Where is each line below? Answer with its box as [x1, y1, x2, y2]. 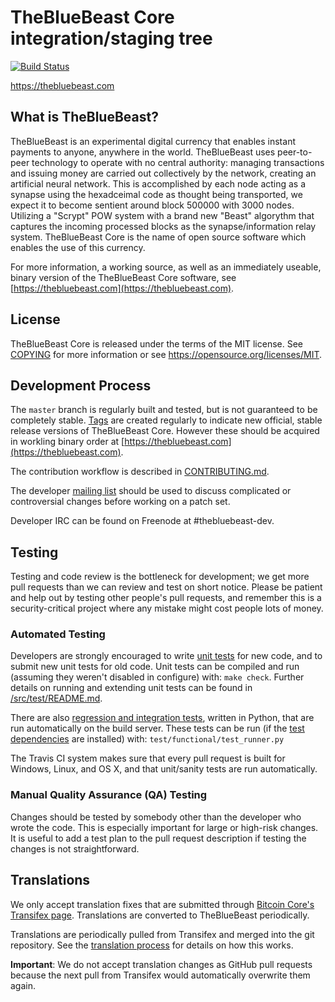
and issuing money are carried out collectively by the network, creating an [10, 167, 317, 179]
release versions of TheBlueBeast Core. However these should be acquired [10, 425, 320, 437]
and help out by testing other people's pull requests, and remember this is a [10, 592, 322, 604]
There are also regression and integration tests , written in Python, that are [10, 712, 315, 724]
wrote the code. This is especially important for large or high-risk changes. [10, 821, 319, 833]
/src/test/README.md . [10, 692, 103, 705]
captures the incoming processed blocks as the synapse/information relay [10, 220, 317, 232]
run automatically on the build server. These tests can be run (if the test [10, 722, 305, 735]
